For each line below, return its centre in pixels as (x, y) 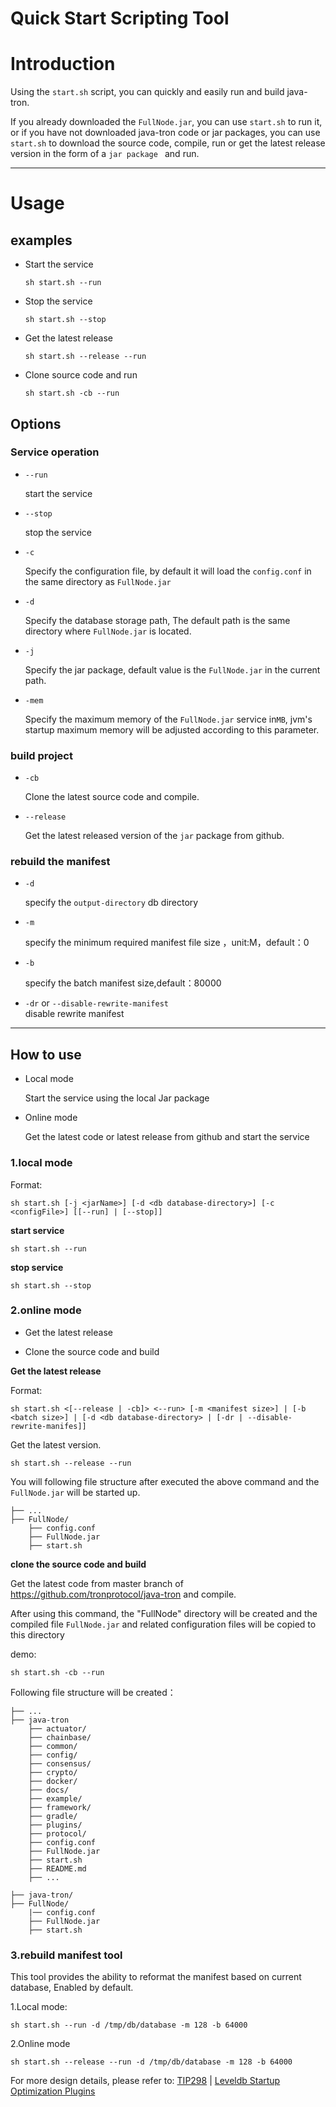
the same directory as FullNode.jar (98, 581)
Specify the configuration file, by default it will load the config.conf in (168, 571)
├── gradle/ (53, 1816)
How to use (46, 1054)
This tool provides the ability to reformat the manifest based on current (156, 1977)
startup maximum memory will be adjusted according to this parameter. (172, 729)
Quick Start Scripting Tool (120, 18)
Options (36, 423)
